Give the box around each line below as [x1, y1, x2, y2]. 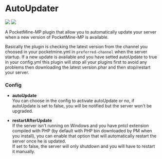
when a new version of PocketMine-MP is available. [5, 34, 109, 40]
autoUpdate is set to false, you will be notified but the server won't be [12, 103, 152, 109]
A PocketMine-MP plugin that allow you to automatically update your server [5, 29, 157, 35]
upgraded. [12, 108, 33, 114]
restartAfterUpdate [12, 118, 52, 124]
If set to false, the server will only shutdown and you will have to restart [12, 143, 155, 149]
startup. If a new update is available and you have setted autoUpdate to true [5, 54, 157, 60]
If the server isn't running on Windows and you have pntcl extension [12, 123, 149, 129]
